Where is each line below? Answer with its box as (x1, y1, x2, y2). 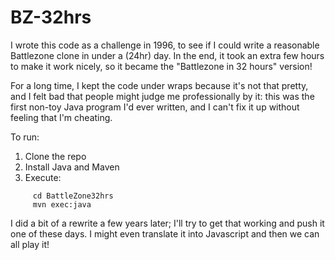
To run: (10, 131, 40, 143)
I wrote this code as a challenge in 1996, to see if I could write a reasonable (10, 39, 320, 51)
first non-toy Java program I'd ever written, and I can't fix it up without (10, 101, 300, 113)
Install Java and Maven (24, 161, 120, 173)
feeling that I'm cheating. (10, 111, 113, 123)
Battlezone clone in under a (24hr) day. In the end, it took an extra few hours (10, 49, 325, 61)
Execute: (24, 171, 62, 183)
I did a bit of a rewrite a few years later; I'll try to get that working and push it (10, 217, 325, 229)
